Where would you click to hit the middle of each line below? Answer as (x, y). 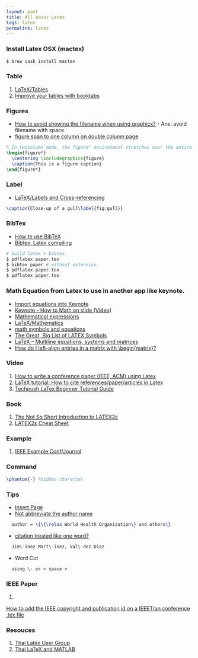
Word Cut (26, 558)
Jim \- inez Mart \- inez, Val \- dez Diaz (58, 547)
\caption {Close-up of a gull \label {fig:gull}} (65, 208)
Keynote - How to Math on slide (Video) (63, 310)
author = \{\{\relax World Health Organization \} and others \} (91, 524)
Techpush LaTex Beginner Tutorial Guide (64, 388)
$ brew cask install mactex (41, 61)
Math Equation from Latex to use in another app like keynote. (95, 291)
